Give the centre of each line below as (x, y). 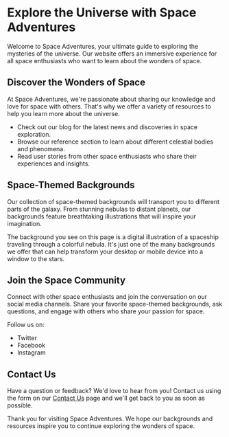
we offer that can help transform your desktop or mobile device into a (105, 251)
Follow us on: (26, 325)
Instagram (31, 352)
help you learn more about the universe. (63, 113)
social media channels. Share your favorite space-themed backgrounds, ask (115, 304)
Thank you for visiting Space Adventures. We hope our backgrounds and (110, 419)
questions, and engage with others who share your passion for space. (106, 311)
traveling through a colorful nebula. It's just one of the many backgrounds (111, 244)
